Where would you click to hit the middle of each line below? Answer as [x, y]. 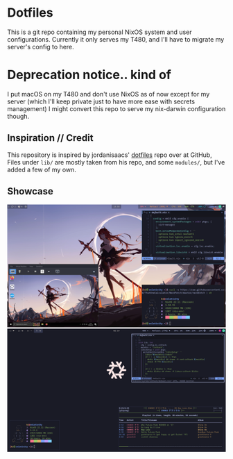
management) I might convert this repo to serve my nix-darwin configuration [116, 108]
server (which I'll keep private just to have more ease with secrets [101, 101]
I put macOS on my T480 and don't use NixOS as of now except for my [109, 94]
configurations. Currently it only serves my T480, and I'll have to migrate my [116, 39]
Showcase [31, 191]
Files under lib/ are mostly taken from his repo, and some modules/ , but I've [116, 162]
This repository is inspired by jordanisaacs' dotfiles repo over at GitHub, [110, 155]
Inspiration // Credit [50, 138]
